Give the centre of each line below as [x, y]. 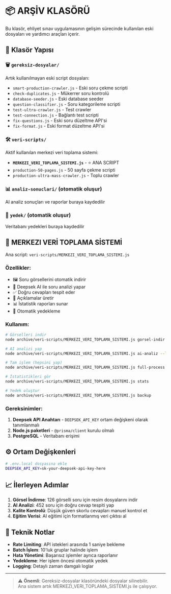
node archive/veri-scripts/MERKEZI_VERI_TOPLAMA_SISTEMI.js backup [78, 395]
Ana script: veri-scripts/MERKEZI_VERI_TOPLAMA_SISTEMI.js [67, 255]
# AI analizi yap [24, 349]
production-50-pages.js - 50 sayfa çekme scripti [64, 170]
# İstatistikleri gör [28, 377]
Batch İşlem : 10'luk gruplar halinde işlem [55, 550]
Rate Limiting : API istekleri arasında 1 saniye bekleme [69, 544]
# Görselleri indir [26, 335]
